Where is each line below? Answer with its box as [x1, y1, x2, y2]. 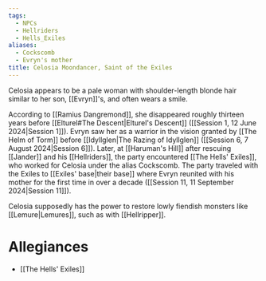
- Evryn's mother [15, 57, 73, 65]
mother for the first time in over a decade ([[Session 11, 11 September [8, 177, 234, 187]
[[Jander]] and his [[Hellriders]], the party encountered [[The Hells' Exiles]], [8, 152, 257, 161]
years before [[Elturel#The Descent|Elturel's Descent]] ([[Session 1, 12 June [8, 117, 257, 128]
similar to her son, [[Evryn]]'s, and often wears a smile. [8, 93, 189, 104]
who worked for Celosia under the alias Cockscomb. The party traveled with [8, 160, 259, 170]
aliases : [8, 42, 37, 49]
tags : [8, 11, 26, 20]
